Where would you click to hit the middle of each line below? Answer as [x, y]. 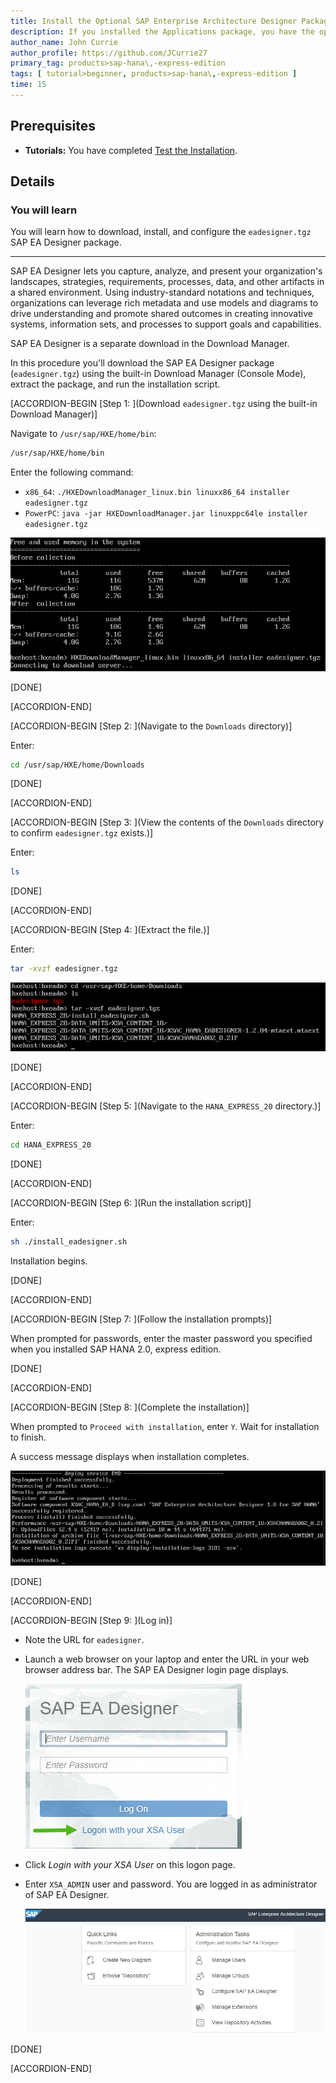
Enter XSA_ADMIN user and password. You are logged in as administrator [171, 1884]
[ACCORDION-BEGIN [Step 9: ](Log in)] [91, 1620]
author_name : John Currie [64, 42]
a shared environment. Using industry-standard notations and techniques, [162, 292]
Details [32, 181]
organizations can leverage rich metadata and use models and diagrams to [164, 303]
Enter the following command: [72, 472]
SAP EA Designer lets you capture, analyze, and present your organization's [166, 271]
